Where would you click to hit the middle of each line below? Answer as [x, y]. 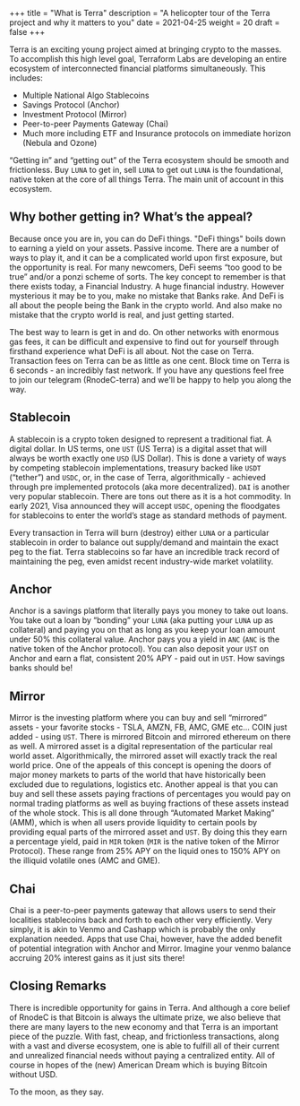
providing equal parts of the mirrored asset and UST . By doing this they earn [149, 832]
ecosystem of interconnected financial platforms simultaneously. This [137, 68]
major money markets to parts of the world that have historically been [138, 775]
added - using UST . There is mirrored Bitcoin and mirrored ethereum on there [150, 737]
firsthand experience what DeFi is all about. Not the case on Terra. [132, 351]
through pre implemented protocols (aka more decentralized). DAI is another [150, 487]
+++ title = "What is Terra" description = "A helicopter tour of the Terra [140, 13]
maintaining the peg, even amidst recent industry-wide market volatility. [141, 561]
